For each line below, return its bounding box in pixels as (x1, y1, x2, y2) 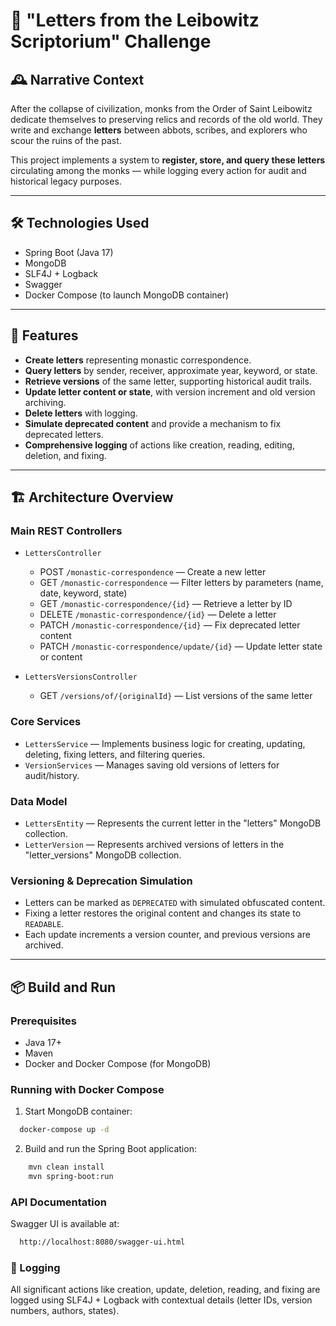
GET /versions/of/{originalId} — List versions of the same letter (39, 690, 313, 702)
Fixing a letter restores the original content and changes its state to (24, 907, 302, 919)
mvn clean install (28, 1162, 105, 1173)
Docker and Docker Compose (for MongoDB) (24, 1057, 212, 1069)
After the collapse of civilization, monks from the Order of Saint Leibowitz (10, 103, 313, 114)
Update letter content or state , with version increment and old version (24, 385, 316, 398)
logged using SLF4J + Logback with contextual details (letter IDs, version (10, 1294, 313, 1306)
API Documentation (10, 1195, 108, 1209)
